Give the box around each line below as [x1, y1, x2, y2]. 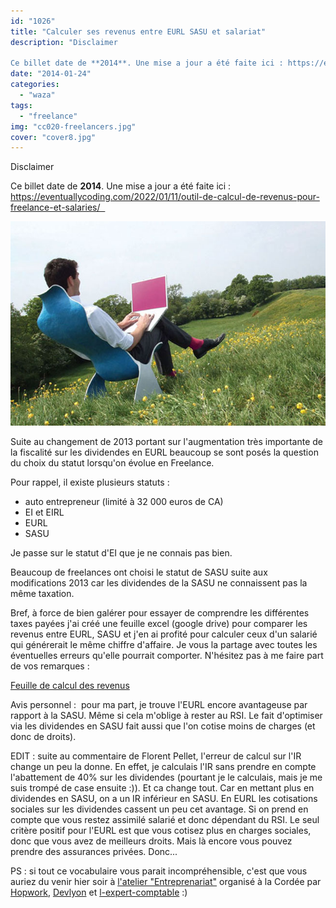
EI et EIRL [24, 506, 65, 518]
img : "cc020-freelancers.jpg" [10, 121, 137, 132]
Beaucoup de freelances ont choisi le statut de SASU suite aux [10, 566, 268, 578]
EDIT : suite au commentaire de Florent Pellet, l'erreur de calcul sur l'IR [10, 750, 302, 762]
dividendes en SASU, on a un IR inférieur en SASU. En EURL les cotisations [10, 792, 318, 804]
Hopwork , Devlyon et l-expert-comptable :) [10, 886, 188, 898]
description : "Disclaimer [10, 37, 118, 47]
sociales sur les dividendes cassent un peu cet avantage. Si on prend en [10, 803, 309, 815]
